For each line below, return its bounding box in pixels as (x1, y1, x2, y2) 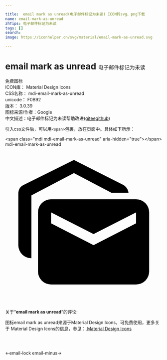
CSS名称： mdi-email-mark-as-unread (5, 90, 85, 96)
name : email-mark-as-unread (5, 16, 64, 21)
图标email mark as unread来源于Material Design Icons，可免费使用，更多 (5, 319, 156, 325)
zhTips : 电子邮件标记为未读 (5, 21, 57, 26)
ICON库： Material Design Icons (5, 84, 71, 90)
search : (5, 30, 21, 35)
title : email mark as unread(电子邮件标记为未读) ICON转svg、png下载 (5, 11, 146, 16)
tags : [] (5, 25, 23, 30)
